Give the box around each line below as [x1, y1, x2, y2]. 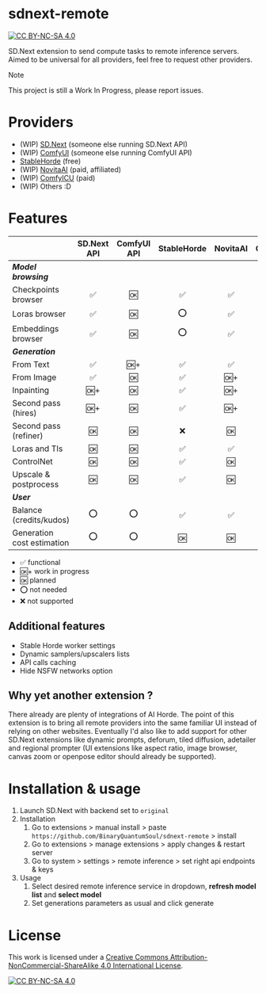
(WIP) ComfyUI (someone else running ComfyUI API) [19, 147, 192, 157]
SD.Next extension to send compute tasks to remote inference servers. [8, 46, 240, 55]
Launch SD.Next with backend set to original [19, 806, 169, 815]
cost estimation [12, 537, 70, 548]
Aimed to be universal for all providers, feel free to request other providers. [8, 55, 253, 64]
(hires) [12, 407, 37, 418]
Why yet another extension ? [8, 689, 154, 702]
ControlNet [12, 456, 53, 467]
